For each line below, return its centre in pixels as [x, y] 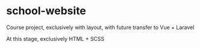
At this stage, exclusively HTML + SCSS [56, 39]
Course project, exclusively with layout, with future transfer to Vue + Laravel [100, 27]
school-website [46, 11]
